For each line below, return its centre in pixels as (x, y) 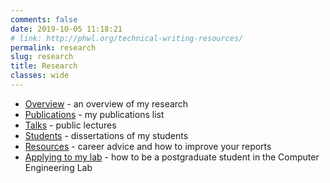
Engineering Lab (58, 167)
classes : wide (40, 76)
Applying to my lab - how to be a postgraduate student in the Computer (172, 157)
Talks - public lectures (70, 125)
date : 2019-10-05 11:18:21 (66, 29)
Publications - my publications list (94, 114)
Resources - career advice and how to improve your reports (148, 146)
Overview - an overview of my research (106, 103)
